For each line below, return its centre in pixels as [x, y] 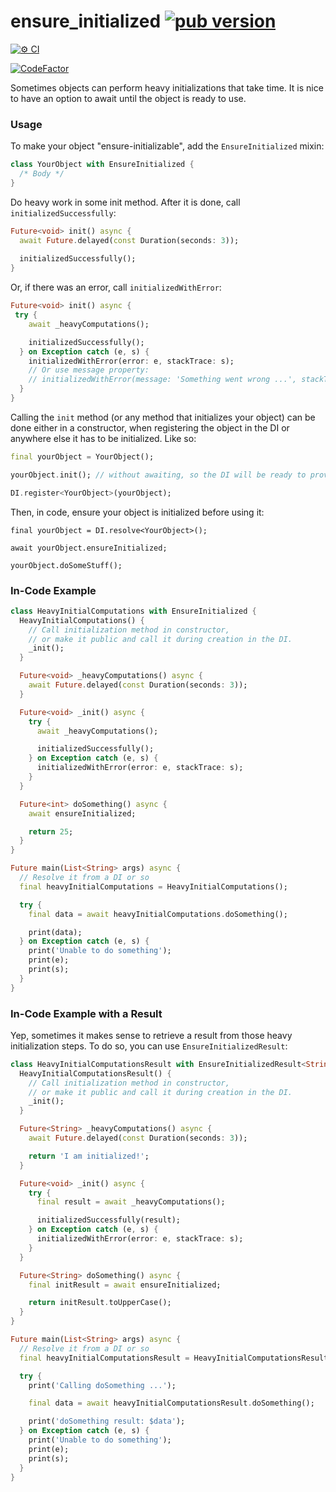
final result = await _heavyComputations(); [131, 1202]
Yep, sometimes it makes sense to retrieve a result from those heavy [151, 1035]
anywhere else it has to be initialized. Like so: [103, 438]
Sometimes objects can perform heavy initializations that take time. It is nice [167, 87]
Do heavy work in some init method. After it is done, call [125, 202]
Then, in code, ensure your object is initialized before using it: [137, 512]
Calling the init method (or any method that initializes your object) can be [163, 417]
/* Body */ [42, 174]
